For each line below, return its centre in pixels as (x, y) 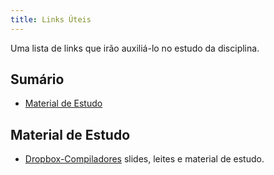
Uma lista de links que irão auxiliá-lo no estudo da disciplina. (135, 48)
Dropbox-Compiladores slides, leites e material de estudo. (144, 159)
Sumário (37, 79)
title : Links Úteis (51, 19)
